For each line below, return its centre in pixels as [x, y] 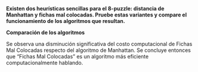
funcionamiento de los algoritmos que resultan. [66, 21]
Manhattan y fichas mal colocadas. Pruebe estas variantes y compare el [97, 15]
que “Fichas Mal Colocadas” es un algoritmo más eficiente [77, 56]
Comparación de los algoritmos [46, 32]
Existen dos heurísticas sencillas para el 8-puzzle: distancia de [85, 9]
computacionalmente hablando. [45, 63]
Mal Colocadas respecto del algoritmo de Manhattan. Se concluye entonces [98, 50]
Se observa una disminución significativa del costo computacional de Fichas [99, 44]
